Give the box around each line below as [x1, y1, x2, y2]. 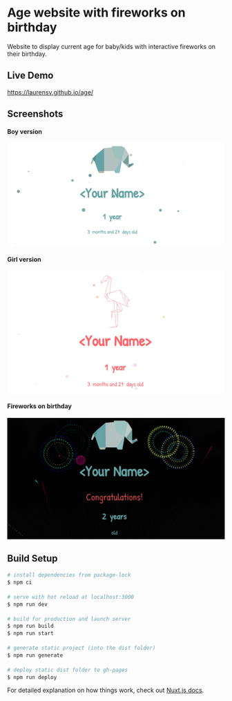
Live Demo [7, 70, 54, 81]
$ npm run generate [7, 651, 64, 659]
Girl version [7, 255, 41, 263]
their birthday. [7, 50, 47, 58]
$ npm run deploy [7, 673, 57, 681]
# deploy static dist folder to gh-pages [7, 666, 128, 673]
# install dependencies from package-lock [7, 572, 131, 579]
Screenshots [7, 108, 64, 120]
